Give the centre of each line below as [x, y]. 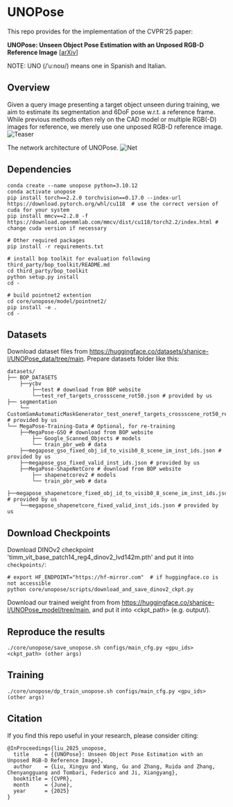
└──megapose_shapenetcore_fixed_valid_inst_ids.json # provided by [119, 506]
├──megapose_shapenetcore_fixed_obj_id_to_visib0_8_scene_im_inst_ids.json [119, 494]
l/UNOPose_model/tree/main [48, 610]
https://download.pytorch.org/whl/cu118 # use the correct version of [113, 204]
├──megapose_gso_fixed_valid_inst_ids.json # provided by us [110, 463]
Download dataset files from [48, 352]
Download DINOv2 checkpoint [51, 550]
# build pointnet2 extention [49, 295]
